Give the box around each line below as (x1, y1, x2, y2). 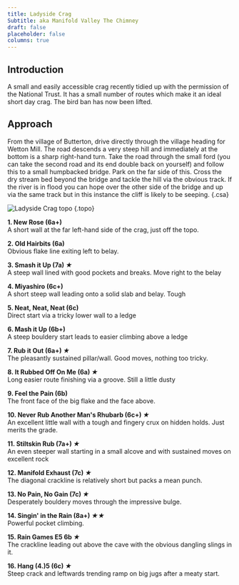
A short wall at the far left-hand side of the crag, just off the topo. (7, 225, 200, 234)
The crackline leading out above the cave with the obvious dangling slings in (7, 540, 233, 549)
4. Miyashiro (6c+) (7, 282, 63, 290)
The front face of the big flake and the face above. (7, 397, 156, 405)
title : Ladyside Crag (7, 10, 72, 18)
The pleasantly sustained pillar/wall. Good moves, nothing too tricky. (7, 354, 208, 362)
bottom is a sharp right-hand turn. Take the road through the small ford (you (7, 152, 230, 161)
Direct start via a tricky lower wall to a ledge (7, 311, 137, 320)
